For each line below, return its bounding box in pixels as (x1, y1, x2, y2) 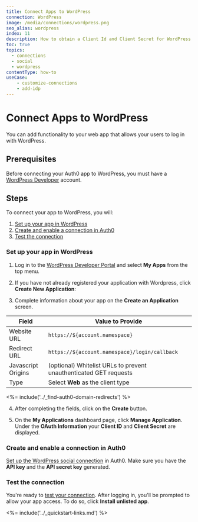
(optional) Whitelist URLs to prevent (48, 361, 147, 369)
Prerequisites (6, 154, 57, 165)
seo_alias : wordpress (6, 25, 60, 31)
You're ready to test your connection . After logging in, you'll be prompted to (6, 492, 190, 499)
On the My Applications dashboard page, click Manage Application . (14, 416, 183, 423)
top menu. (14, 268, 40, 275)
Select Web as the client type (48, 378, 130, 386)
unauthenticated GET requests (48, 368, 133, 376)
